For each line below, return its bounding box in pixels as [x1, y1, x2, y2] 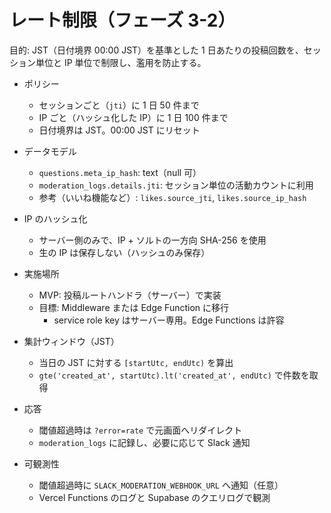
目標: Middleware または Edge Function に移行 [38, 301, 230, 313]
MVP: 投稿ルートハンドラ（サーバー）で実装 [38, 289, 222, 301]
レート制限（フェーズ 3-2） [9, 9, 236, 32]
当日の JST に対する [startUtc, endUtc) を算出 [38, 356, 234, 368]
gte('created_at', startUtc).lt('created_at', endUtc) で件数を [38, 369, 310, 381]
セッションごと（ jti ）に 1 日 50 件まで [38, 99, 200, 111]
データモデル [23, 145, 77, 157]
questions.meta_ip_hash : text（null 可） [38, 166, 202, 178]
